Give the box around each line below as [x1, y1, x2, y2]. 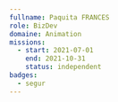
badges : [9, 71, 38, 80]
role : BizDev [9, 21, 58, 30]
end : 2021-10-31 [25, 54, 87, 63]
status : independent [25, 63, 102, 72]
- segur [17, 79, 46, 88]
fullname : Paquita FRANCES [9, 12, 110, 22]
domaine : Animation [9, 29, 82, 38]
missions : [9, 37, 46, 47]
